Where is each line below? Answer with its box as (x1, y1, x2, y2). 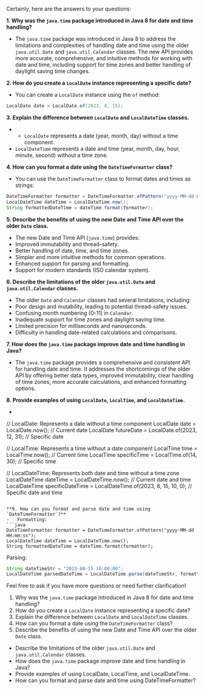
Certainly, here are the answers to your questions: (6, 5, 132, 12)
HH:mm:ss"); (6, 532, 36, 538)
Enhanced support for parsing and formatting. (15, 260, 131, 267)
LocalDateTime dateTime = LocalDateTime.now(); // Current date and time (6, 476, 191, 483)
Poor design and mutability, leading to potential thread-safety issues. (15, 302, 188, 310)
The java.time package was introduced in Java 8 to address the (15, 35, 176, 42)
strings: (15, 181, 35, 189)
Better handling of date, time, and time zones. (15, 246, 129, 254)
